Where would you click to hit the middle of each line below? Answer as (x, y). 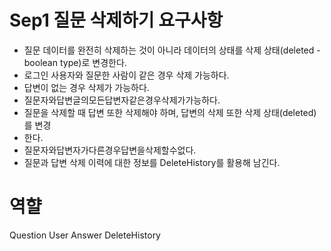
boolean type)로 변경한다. (75, 62)
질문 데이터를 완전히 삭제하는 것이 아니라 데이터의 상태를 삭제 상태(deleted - (172, 50)
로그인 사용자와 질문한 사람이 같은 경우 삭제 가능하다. (126, 75)
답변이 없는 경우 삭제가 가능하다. (86, 87)
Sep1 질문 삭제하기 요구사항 (116, 20)
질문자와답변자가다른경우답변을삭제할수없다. (110, 150)
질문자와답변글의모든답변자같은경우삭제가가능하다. (122, 100)
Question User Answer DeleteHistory (85, 235)
